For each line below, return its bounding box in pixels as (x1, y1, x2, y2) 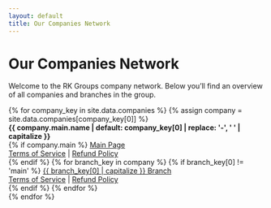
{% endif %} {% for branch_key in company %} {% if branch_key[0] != (8, 158, 245, 167)
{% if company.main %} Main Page (8, 140, 126, 150)
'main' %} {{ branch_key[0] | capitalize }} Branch (8, 166, 172, 175)
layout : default (8, 11, 63, 20)
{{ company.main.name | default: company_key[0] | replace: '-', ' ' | (8, 123, 241, 132)
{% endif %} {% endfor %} (8, 184, 98, 193)
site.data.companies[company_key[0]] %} (8, 115, 148, 124)
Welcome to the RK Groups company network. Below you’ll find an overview (8, 81, 264, 91)
